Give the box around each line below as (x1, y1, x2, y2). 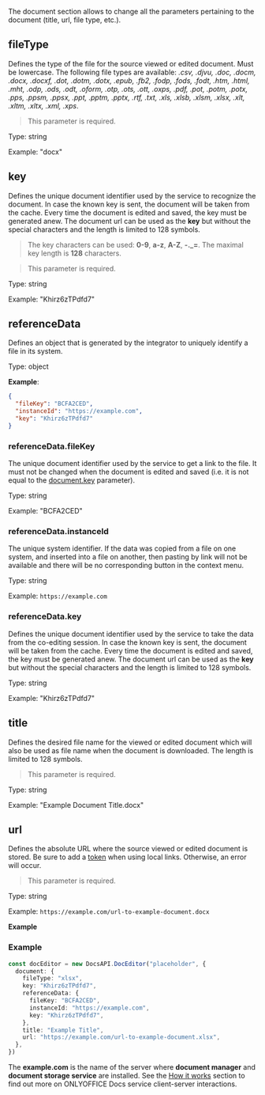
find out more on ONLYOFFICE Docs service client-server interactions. (8, 1079, 237, 1089)
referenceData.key (8, 611, 82, 622)
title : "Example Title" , (22, 1026, 104, 1034)
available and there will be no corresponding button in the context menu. (8, 561, 244, 570)
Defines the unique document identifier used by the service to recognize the (8, 191, 256, 200)
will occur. (8, 861, 42, 870)
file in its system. (8, 347, 63, 356)
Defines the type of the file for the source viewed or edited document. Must (8, 59, 254, 68)
